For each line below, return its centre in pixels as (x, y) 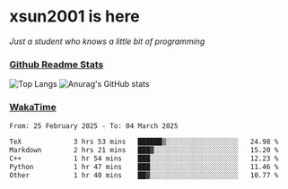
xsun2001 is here (75, 17)
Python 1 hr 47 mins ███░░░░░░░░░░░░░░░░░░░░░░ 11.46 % (144, 168)
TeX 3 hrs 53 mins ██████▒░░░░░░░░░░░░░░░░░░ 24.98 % (144, 142)
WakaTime (33, 107)
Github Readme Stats (57, 64)
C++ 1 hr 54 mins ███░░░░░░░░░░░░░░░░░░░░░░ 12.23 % (144, 159)
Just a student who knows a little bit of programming (107, 41)
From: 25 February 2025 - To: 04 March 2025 (94, 126)
